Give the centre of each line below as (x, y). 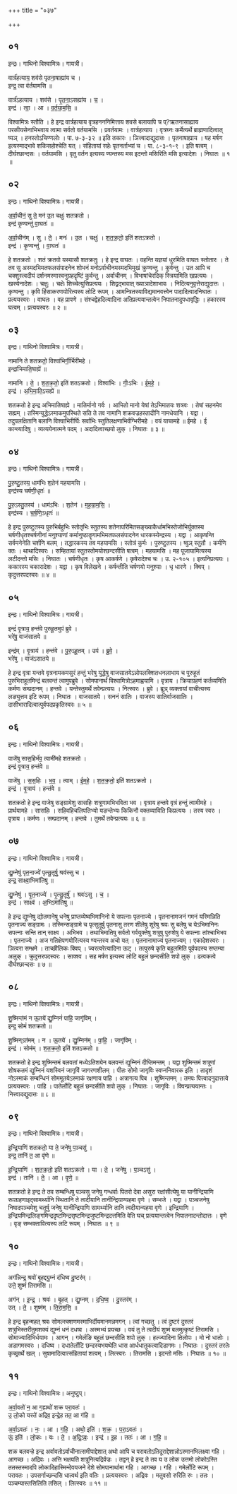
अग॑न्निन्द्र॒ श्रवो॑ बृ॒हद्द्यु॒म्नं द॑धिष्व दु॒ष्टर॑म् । (50, 1278)
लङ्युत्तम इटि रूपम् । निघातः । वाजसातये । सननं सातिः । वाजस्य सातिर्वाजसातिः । (101, 697)
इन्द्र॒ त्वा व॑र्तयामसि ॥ (30, 86)
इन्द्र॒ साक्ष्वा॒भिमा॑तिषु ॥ (31, 880)
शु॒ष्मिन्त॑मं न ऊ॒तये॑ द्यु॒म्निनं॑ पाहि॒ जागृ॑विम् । (53, 1018)
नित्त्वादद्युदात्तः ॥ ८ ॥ (31, 1094)
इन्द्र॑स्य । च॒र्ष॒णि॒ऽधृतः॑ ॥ (34, 513)
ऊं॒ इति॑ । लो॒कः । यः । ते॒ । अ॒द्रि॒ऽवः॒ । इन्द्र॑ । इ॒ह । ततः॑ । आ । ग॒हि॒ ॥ (88, 1437)
